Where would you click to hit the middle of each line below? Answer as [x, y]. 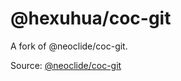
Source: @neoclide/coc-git [66, 65]
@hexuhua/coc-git [91, 18]
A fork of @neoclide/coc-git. [69, 46]
